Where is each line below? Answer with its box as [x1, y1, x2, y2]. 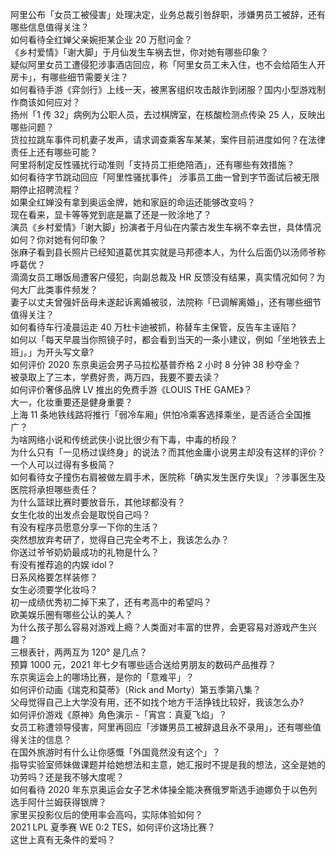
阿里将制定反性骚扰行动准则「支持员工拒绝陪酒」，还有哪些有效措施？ [10, 159, 295, 170]
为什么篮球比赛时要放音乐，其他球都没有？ [10, 496, 186, 508]
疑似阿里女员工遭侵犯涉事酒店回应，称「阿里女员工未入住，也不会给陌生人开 [10, 59, 326, 70]
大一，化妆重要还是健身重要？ [10, 396, 133, 408]
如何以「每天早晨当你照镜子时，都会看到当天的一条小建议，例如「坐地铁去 [10, 334, 317, 345]
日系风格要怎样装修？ [10, 571, 98, 583]
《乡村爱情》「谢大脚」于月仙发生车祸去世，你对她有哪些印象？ [10, 46, 269, 58]
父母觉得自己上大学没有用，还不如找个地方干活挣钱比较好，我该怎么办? [10, 696, 305, 708]
